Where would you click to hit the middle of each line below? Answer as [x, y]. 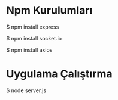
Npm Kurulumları [49, 10]
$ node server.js [26, 90]
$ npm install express [33, 27]
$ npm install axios [29, 50]
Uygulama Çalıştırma [59, 74]
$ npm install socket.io [34, 38]
